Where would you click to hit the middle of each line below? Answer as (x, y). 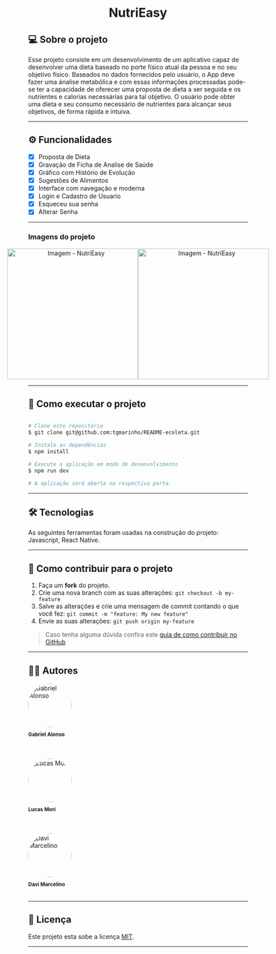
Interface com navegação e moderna (91, 188)
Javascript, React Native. (64, 540)
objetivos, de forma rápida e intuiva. (80, 112)
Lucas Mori (42, 809)
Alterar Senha (58, 212)
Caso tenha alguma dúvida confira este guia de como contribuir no (141, 635)
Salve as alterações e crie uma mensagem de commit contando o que (138, 606)
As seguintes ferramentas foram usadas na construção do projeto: (123, 533)
